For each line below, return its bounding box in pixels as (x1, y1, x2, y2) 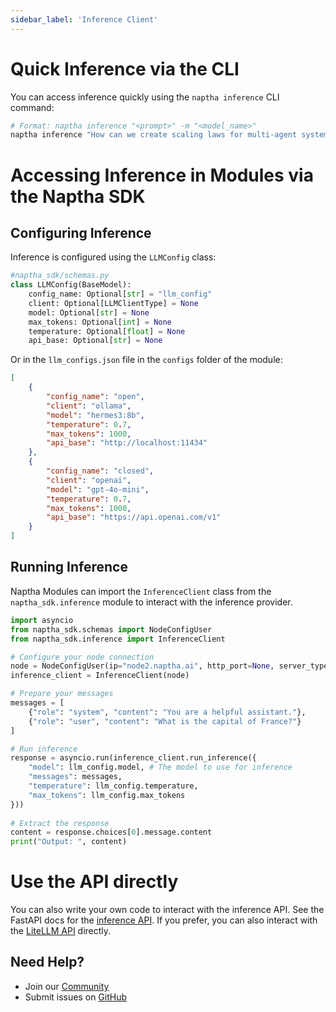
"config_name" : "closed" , (46, 466, 155, 476)
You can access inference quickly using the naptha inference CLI (10, 91, 280, 103)
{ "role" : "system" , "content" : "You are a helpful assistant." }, (28, 707, 307, 717)
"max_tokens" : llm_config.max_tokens (28, 790, 186, 800)
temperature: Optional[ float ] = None (28, 326, 186, 336)
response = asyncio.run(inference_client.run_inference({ (10, 753, 257, 763)
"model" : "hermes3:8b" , (46, 410, 145, 420)
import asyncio (10, 615, 74, 625)
